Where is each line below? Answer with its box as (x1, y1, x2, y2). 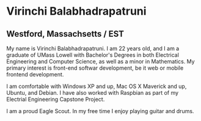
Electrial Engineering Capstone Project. (6, 96, 105, 103)
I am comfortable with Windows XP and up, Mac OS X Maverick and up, (6, 82, 187, 90)
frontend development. (6, 71, 64, 78)
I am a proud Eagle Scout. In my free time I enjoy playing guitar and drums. (6, 108, 194, 114)
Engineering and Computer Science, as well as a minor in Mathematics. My (6, 58, 195, 65)
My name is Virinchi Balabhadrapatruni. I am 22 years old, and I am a (6, 45, 180, 52)
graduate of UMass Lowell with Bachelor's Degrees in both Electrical (6, 51, 179, 59)
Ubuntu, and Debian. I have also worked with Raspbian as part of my (6, 89, 179, 96)
